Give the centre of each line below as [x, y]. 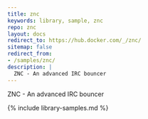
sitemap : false [30, 47]
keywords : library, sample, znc [55, 21]
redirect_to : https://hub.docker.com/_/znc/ [74, 41]
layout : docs [27, 34]
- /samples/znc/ [31, 61]
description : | [30, 67]
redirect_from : [30, 54]
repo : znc [22, 27]
